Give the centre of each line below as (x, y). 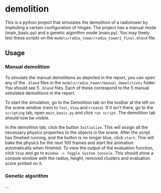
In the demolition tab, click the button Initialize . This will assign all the (77, 127)
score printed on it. (24, 163)
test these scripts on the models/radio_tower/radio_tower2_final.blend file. (80, 38)
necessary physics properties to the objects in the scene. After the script (78, 132)
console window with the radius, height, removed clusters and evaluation (78, 158)
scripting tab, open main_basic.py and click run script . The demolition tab (80, 113)
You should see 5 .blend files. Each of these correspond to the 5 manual (77, 88)
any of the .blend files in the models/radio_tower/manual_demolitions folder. (80, 82)
